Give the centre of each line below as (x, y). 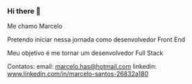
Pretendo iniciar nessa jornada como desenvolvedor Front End (96, 40)
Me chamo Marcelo (35, 26)
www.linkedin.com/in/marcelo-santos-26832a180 (78, 74)
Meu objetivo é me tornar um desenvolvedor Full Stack (85, 53)
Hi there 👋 (24, 11)
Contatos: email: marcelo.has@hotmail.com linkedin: (82, 67)
